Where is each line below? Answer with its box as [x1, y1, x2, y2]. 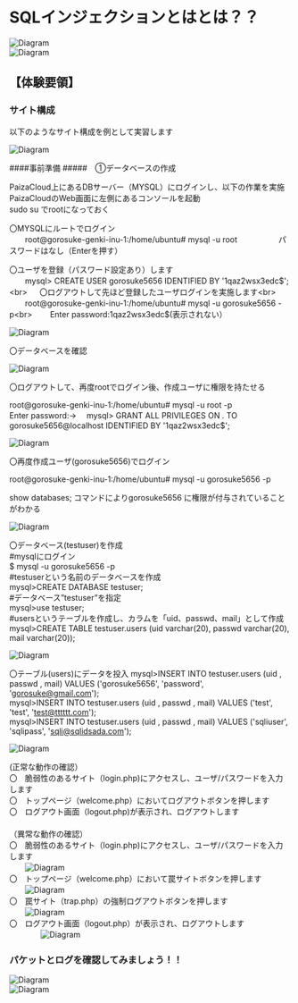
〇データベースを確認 [9, 345, 87, 356]
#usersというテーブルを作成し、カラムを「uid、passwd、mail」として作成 [9, 612, 284, 623]
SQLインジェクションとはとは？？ [9, 7, 260, 28]
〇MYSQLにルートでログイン [9, 223, 116, 233]
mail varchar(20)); [9, 632, 76, 643]
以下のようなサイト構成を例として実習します [9, 126, 174, 137]
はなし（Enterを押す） [39, 245, 123, 256]
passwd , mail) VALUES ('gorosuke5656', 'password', [9, 678, 204, 688]
